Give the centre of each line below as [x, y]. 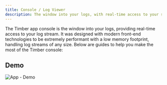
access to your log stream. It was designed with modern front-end [73, 34]
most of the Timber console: [34, 50]
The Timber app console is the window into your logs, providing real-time [80, 28]
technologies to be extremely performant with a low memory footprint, [77, 39]
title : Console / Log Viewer [35, 10]
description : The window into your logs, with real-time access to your [82, 14]
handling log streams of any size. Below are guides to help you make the [79, 44]
